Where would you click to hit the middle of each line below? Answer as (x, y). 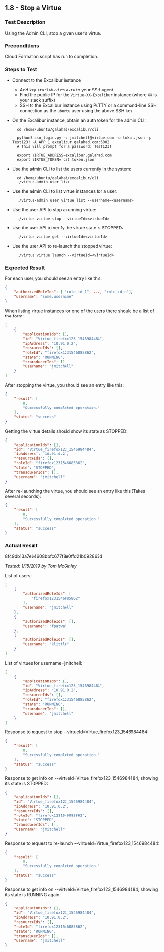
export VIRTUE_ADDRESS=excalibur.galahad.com (64, 155)
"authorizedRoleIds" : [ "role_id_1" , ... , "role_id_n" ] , (74, 292)
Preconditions (22, 45)
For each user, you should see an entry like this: (54, 278)
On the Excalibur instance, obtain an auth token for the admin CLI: (79, 120)
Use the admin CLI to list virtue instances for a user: (65, 191)
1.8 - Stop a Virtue (33, 8)
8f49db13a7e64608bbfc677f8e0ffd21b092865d (54, 556)
